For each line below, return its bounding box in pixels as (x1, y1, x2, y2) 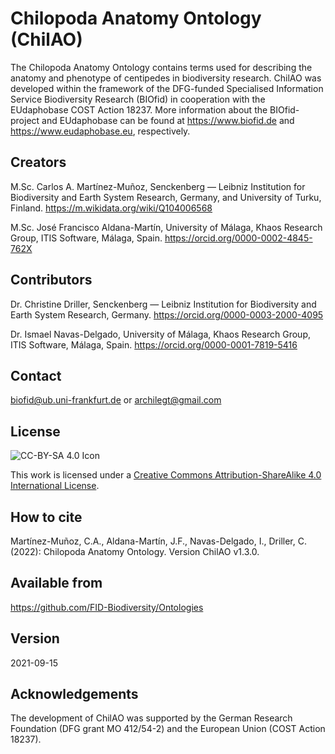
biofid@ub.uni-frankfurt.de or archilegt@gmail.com (10, 394, 222, 406)
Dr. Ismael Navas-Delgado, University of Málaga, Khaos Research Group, (10, 328, 312, 340)
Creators (10, 154, 67, 171)
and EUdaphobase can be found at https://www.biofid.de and (41, 114, 295, 126)
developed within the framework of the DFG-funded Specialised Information (10, 82, 324, 94)
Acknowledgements (10, 686, 139, 703)
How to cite (10, 508, 83, 526)
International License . (10, 480, 100, 492)
